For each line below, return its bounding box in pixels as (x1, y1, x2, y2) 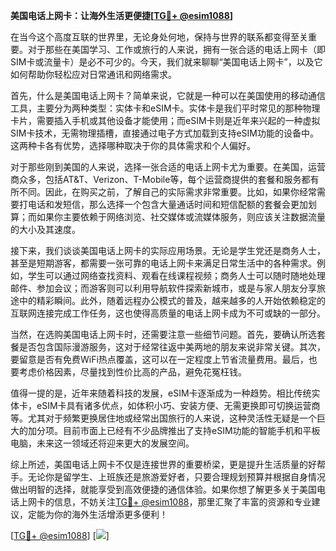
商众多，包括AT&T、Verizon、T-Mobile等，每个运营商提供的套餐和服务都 (10, 174, 311, 185)
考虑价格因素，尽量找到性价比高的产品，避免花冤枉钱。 (18, 366, 247, 378)
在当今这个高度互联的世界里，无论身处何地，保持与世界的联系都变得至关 (10, 31, 308, 43)
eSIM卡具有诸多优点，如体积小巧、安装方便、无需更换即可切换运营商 (36, 400, 321, 411)
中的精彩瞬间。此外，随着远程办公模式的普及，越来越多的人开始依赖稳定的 (18, 295, 326, 306)
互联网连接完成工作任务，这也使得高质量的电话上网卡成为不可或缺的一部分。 (10, 307, 326, 319)
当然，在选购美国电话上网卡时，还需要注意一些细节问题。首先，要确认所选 (10, 329, 317, 340)
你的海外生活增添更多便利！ (53, 509, 168, 520)
